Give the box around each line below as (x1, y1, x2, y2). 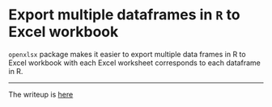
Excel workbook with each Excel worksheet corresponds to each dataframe (8, 58, 261, 68)
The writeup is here (8, 89, 74, 99)
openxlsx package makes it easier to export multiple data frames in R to (8, 49, 246, 59)
